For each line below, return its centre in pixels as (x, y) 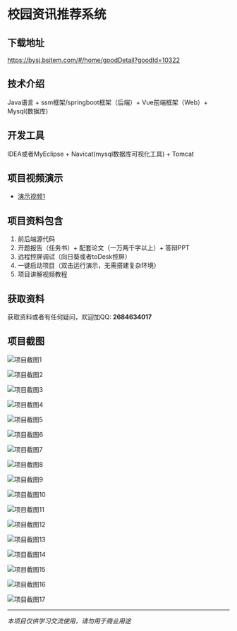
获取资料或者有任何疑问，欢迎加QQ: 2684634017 (80, 317)
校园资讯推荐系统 (57, 14)
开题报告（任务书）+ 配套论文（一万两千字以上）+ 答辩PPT (104, 248)
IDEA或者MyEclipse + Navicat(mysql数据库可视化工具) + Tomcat (101, 154)
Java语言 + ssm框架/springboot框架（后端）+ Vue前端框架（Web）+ (108, 102)
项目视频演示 (35, 178)
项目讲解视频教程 (42, 274)
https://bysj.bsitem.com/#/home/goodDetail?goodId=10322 (93, 60)
